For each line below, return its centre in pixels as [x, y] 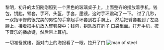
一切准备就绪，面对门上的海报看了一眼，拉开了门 [55, 43]
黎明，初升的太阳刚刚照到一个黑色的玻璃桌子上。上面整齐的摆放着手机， [79, 7]
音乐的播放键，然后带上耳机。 [40, 32]
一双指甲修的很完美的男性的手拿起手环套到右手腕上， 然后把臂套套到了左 [80, 20]
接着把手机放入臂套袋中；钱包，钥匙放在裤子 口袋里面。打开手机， [86, 26]
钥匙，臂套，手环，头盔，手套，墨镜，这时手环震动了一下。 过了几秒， [86, 13]
